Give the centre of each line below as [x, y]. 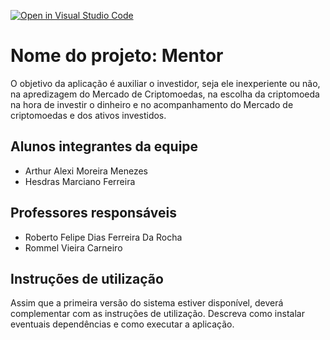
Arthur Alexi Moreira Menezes [86, 171]
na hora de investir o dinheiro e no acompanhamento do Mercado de [152, 104]
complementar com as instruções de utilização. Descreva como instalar [157, 314]
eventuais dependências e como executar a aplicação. [122, 324]
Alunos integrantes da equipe [104, 146]
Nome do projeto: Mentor [117, 56]
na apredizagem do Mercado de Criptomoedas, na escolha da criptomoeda [165, 94]
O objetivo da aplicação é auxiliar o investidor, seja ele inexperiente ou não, [165, 83]
